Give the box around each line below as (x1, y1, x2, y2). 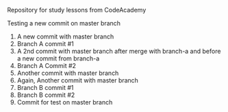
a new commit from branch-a (16, 54, 100, 63)
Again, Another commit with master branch (16, 76, 139, 85)
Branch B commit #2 (16, 91, 75, 99)
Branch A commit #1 (16, 40, 74, 47)
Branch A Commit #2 (16, 62, 77, 69)
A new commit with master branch (16, 32, 114, 41)
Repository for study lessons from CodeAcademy (7, 6, 147, 14)
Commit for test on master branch (16, 98, 113, 106)
